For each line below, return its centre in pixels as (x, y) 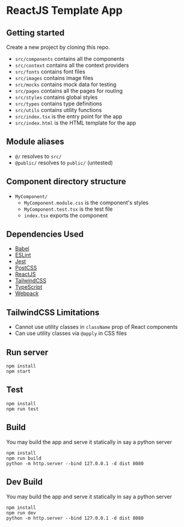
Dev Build (25, 482)
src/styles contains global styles (56, 97)
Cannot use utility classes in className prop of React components (96, 327)
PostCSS (26, 268)
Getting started (35, 33)
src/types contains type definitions (58, 104)
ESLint (23, 255)
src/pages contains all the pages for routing (69, 91)
